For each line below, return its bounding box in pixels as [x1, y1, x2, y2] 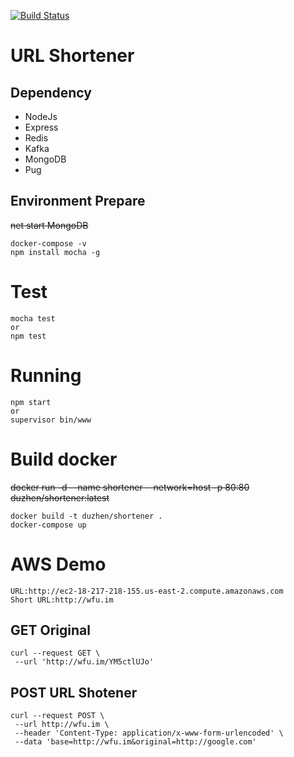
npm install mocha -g [10, 247, 101, 257]
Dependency [10, 84, 92, 101]
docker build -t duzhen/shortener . [10, 511, 163, 521]
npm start [10, 397, 52, 407]
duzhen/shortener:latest [10, 491, 110, 504]
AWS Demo [10, 553, 107, 575]
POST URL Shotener [10, 684, 138, 701]
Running [10, 364, 82, 387]
